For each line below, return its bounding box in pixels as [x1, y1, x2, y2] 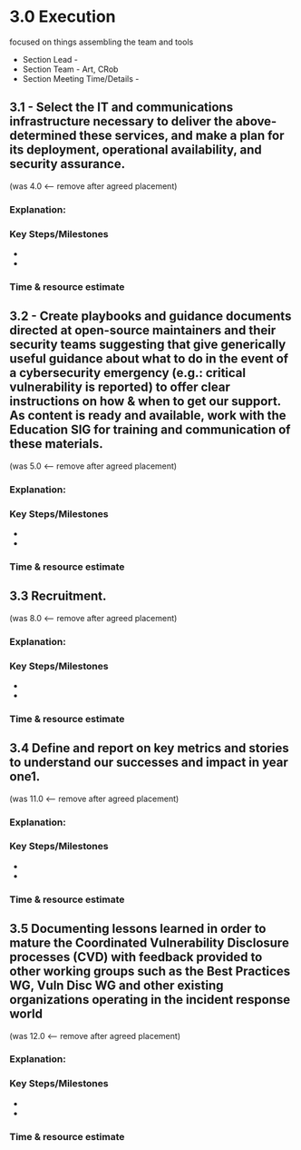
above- [235, 114, 277, 129]
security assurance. [9, 156, 126, 172]
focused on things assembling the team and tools [9, 36, 194, 47]
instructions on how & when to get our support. [9, 393, 281, 410]
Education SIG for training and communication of [9, 422, 291, 438]
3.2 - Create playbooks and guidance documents [9, 309, 292, 324]
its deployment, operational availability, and [9, 143, 262, 158]
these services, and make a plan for [79, 128, 285, 144]
